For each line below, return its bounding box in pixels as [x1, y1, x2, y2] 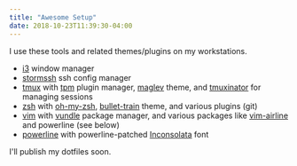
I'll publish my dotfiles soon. [9, 146, 112, 156]
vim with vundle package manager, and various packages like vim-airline [21, 110, 289, 121]
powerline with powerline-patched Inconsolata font [21, 129, 209, 139]
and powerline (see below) [21, 119, 120, 130]
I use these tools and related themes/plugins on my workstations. [9, 45, 248, 56]
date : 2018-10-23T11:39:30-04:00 [9, 21, 133, 30]
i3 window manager [21, 63, 95, 74]
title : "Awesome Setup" [9, 12, 98, 22]
